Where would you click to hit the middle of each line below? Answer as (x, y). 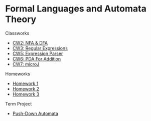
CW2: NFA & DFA (30, 42)
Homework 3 (26, 94)
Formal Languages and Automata (76, 9)
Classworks (17, 33)
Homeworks (18, 73)
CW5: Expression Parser (38, 53)
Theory (21, 19)
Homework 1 (25, 83)
